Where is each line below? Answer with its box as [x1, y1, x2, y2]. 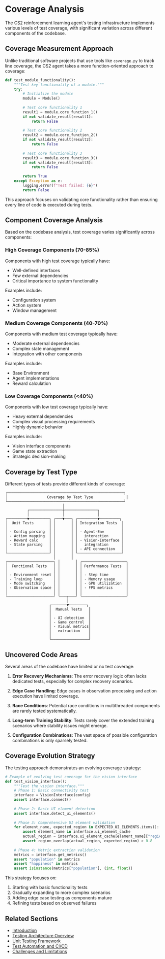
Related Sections [5, 914, 58, 923]
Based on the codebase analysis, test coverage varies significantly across [5, 229, 155, 235]
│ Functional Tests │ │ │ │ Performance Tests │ [5, 564, 129, 569]
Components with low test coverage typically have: [5, 404, 109, 410]
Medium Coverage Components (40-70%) [5, 319, 108, 326]
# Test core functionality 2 [23, 128, 82, 133]
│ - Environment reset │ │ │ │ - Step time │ [5, 573, 129, 578]
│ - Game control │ [49, 620, 91, 625]
